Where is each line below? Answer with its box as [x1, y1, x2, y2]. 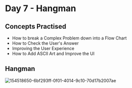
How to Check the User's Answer [12, 40, 79, 46]
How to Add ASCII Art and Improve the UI [12, 51, 95, 56]
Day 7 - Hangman [5, 3, 76, 14]
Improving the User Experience [12, 46, 74, 51]
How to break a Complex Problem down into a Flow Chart [12, 35, 127, 41]
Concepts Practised [5, 22, 66, 31]
